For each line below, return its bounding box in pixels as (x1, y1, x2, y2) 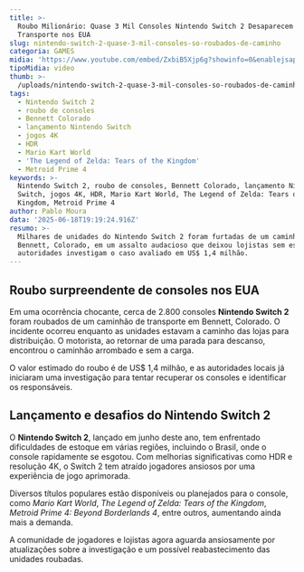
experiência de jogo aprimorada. (9, 470, 131, 481)
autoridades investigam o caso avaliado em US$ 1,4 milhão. (17, 249, 249, 258)
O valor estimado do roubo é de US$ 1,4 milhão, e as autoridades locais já (9, 362, 285, 373)
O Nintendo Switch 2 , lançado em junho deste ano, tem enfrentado (9, 432, 261, 443)
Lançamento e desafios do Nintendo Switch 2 (9, 408, 271, 424)
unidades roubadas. (9, 553, 84, 564)
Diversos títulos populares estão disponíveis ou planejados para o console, (9, 488, 289, 499)
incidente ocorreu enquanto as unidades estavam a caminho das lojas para (9, 325, 290, 336)
